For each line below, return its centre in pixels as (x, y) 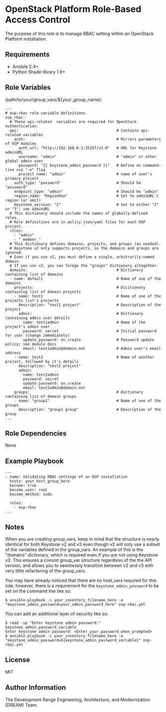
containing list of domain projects (43, 292)
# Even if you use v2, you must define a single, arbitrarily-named (82, 257)
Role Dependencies (36, 433)
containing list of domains (34, 274)
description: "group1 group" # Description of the (90, 410)
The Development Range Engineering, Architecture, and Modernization (78, 700)
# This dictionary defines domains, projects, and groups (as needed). (85, 244)
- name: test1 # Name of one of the (88, 296)
